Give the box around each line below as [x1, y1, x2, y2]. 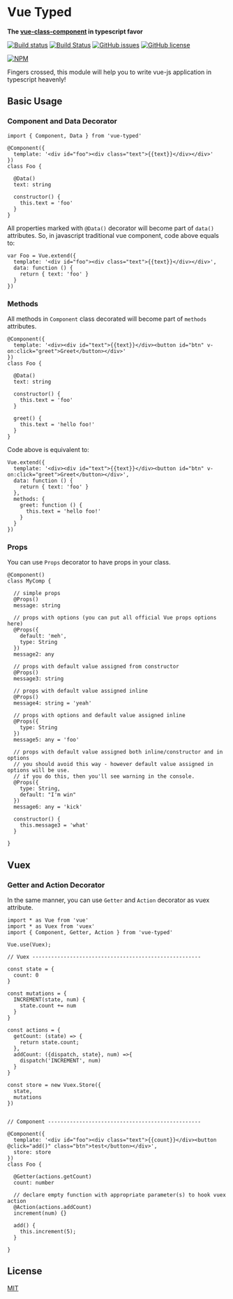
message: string [13, 602, 61, 609]
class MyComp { [7, 578, 52, 585]
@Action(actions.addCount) [13, 1203, 92, 1210]
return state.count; [20, 1039, 80, 1046]
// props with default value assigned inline [13, 688, 149, 695]
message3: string [13, 675, 64, 682]
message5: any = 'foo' [13, 737, 80, 744]
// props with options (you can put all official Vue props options [13, 615, 217, 622]
